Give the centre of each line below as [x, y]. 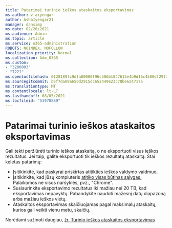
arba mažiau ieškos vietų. [40, 199]
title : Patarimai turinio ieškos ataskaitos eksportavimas [70, 10]
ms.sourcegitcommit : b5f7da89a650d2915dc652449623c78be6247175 [74, 81]
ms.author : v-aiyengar [29, 15]
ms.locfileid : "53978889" [33, 100]
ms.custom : [17, 63]
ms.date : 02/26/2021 [27, 29]
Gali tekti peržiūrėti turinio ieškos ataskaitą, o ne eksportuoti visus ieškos [82, 151]
